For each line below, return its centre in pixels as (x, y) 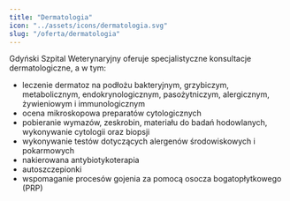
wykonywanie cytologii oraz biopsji (86, 132)
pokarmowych (48, 151)
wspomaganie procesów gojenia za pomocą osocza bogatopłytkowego (152, 179)
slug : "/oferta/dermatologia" (65, 33)
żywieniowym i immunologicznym (84, 104)
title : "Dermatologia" (51, 17)
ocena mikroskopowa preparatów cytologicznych (111, 113)
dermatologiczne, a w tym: (58, 68)
